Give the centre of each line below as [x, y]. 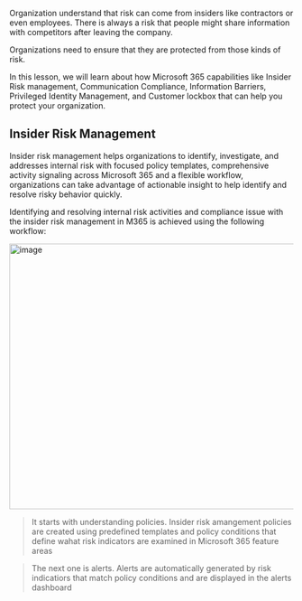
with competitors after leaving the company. [91, 32]
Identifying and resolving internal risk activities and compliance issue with [146, 211]
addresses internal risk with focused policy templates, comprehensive [139, 165]
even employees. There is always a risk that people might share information [150, 23]
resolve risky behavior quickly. [66, 194]
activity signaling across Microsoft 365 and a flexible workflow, [126, 174]
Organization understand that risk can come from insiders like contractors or [151, 13]
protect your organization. [58, 106]
